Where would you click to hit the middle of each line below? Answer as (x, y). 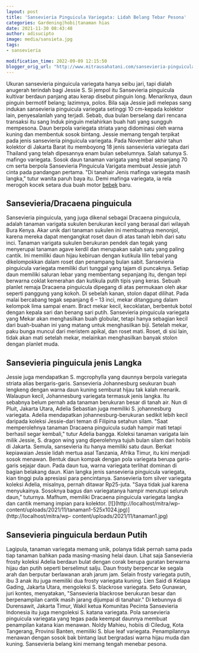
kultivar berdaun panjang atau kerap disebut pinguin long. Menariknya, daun (99, 96)
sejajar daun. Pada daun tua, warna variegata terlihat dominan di (98, 466)
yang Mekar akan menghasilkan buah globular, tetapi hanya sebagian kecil (97, 319)
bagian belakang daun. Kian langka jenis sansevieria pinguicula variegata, (96, 472)
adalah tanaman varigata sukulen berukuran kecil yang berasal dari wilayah (98, 224)
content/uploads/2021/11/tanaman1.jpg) (120, 516)
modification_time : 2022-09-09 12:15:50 (57, 61)
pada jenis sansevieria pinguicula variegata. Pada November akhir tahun (94, 140)
